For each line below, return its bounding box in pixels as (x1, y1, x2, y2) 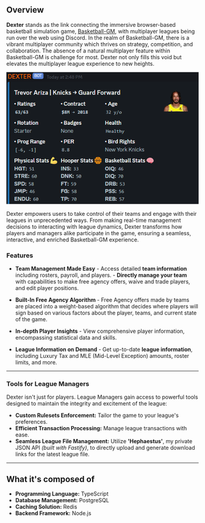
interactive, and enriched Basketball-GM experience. (6, 236, 139, 243)
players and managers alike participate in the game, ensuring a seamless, (6, 229, 191, 237)
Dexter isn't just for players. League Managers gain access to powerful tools (6, 393, 198, 401)
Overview (6, 5, 45, 15)
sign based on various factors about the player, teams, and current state (15, 309, 197, 316)
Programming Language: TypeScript (15, 490, 109, 497)
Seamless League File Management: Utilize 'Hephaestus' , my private (15, 438, 193, 445)
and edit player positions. (15, 284, 79, 291)
